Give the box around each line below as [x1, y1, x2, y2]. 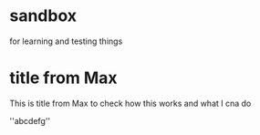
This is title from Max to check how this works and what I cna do [9, 98, 252, 109]
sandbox [9, 5, 78, 26]
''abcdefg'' [9, 115, 51, 126]
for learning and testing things [9, 36, 123, 47]
